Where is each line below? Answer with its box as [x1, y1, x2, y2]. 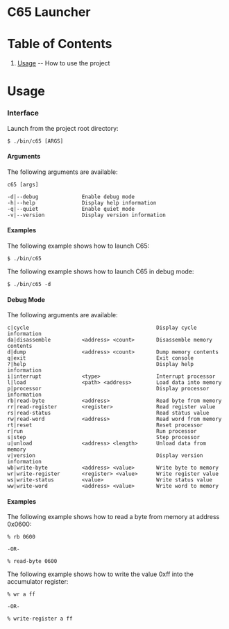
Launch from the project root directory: [7, 124, 119, 132]
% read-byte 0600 [7, 558, 58, 565]
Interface [7, 109, 40, 118]
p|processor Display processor [7, 385, 210, 392]
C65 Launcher [7, 4, 91, 20]
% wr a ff [7, 591, 36, 598]
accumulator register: [7, 578, 69, 586]
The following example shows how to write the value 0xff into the [7, 570, 194, 578]
